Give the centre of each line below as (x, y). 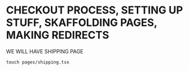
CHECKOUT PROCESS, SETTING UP (95, 10)
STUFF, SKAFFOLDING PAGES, (82, 23)
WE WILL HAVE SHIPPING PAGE (45, 51)
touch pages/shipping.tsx (38, 62)
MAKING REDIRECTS (58, 35)
